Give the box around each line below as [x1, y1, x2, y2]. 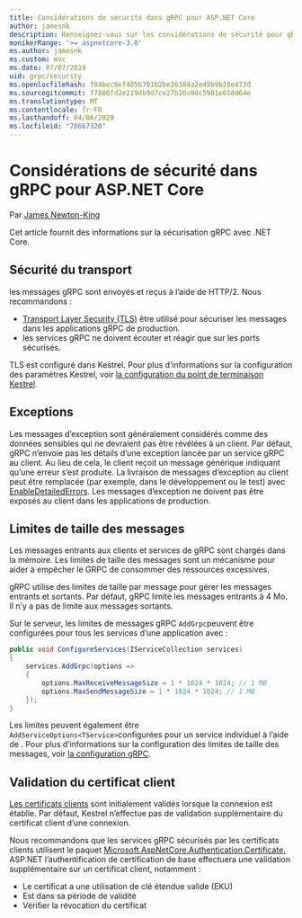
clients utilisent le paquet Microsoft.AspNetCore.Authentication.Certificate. [9, 844, 286, 855]
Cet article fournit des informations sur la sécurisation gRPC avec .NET [9, 227, 271, 237]
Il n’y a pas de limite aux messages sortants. [9, 601, 173, 611]
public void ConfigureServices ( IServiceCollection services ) [9, 645, 244, 655]
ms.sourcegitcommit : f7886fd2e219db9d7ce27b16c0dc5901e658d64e [9, 88, 252, 97]
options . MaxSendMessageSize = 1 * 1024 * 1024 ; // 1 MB [41, 687, 255, 696]
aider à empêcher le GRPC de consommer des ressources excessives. [9, 564, 270, 575]
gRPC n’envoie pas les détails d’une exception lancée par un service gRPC [9, 447, 285, 459]
